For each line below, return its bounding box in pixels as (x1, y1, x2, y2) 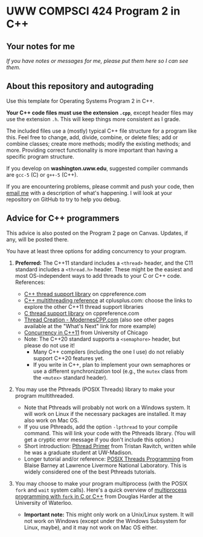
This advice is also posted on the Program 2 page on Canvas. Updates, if (6, 229, 188, 237)
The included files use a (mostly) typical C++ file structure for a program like (6, 127, 197, 134)
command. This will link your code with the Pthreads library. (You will (24, 429, 196, 437)
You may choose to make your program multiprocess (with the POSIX (14, 479, 188, 487)
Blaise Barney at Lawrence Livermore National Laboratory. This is (24, 461, 187, 469)
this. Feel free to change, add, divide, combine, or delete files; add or (6, 133, 178, 140)
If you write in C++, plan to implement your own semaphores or (33, 361, 191, 368)
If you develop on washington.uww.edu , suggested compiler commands (6, 165, 188, 172)
